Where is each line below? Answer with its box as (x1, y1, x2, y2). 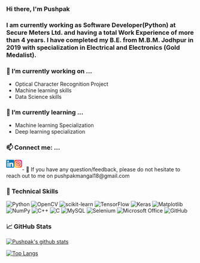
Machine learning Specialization (14, 122, 94, 129)
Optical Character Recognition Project (14, 80, 109, 88)
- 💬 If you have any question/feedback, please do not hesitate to (22, 165, 181, 173)
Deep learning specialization (14, 128, 86, 135)
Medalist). (6, 50, 37, 59)
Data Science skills (14, 93, 62, 101)
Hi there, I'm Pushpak (6, 5, 70, 13)
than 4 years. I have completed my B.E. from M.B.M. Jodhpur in (6, 35, 194, 44)
